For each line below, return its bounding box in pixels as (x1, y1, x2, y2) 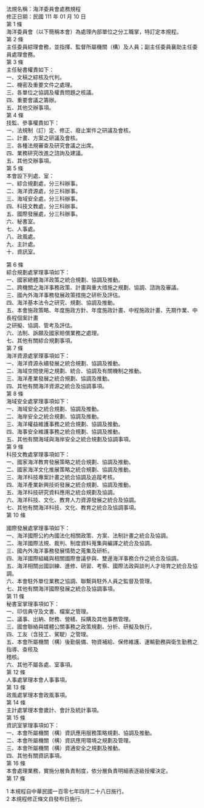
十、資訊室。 (6, 248, 38, 255)
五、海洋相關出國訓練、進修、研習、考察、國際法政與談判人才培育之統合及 (6, 562, 192, 569)
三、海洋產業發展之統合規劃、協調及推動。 (6, 375, 113, 382)
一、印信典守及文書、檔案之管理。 (6, 608, 92, 615)
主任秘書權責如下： (6, 66, 55, 73)
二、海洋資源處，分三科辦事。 (6, 188, 81, 194)
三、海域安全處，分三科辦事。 (6, 195, 81, 202)
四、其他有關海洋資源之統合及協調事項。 (6, 382, 107, 390)
